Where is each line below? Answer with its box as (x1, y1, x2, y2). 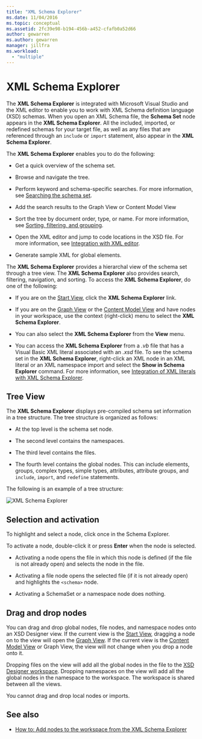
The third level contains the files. (14, 449, 96, 456)
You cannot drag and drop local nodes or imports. (6, 692, 130, 699)
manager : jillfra (6, 43, 50, 49)
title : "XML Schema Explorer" (6, 8, 83, 15)
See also (6, 709, 39, 720)
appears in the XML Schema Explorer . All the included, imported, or (6, 119, 175, 126)
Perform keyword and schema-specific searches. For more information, (14, 185, 194, 192)
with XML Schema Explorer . (14, 374, 84, 381)
